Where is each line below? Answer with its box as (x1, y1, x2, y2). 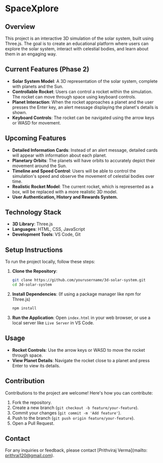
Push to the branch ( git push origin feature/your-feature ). (12, 415, 135, 421)
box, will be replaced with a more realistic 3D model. (12, 189, 118, 195)
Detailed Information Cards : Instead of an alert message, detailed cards (12, 147, 158, 153)
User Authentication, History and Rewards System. (12, 194, 118, 200)
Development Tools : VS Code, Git (12, 231, 81, 238)
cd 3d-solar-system (12, 282, 52, 287)
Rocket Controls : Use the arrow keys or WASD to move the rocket (12, 347, 145, 353)
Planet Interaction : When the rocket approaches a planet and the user (12, 99, 154, 105)
